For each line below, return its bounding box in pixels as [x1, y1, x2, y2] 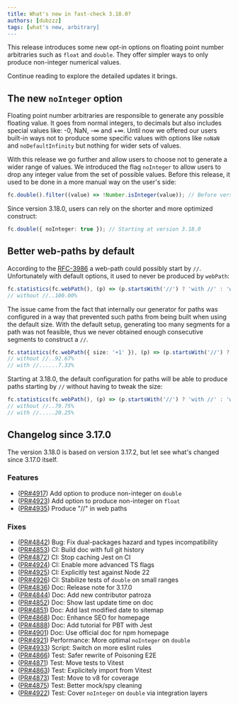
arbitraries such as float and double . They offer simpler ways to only [7, 50, 209, 59]
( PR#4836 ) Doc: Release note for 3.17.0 [17, 583, 132, 592]
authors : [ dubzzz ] [7, 17, 62, 24]
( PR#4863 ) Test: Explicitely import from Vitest [17, 666, 152, 675]
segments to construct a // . [7, 335, 89, 343]
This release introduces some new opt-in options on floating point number [7, 43, 225, 52]
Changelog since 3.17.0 [7, 429, 112, 441]
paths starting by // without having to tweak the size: [7, 383, 163, 391]
